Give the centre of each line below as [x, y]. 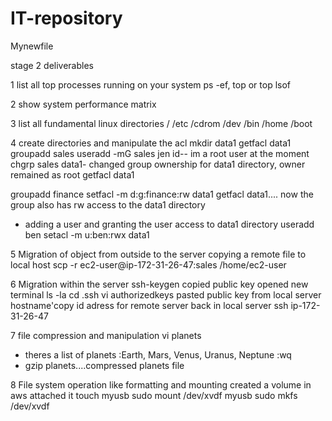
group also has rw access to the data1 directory [108, 204]
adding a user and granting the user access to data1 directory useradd [169, 224]
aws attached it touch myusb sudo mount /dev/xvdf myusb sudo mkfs [154, 395]
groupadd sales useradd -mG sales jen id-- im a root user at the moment [160, 153]
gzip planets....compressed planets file [104, 365]
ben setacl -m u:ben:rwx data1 [87, 234]
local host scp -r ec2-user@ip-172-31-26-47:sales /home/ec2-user [148, 264]
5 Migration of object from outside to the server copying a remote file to [158, 254]
